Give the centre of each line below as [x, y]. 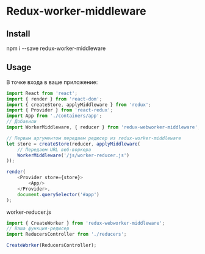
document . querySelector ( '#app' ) [58, 194]
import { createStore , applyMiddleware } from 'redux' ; [79, 105]
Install [18, 34]
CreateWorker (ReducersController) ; [52, 245]
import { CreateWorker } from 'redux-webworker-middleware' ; [86, 223]
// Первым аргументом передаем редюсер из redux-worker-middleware [94, 138]
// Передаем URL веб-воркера [54, 150]
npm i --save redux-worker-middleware [56, 48]
